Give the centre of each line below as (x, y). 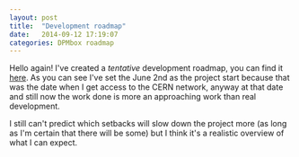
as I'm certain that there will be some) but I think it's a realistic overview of (147, 133)
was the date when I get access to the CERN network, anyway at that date (146, 87)
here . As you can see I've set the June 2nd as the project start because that (149, 78)
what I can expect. (44, 143)
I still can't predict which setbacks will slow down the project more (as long (148, 124)
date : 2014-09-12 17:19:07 (64, 34)
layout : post (34, 17)
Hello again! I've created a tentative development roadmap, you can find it (146, 68)
